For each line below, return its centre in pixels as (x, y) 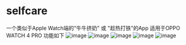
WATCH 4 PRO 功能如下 (35, 35)
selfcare (27, 11)
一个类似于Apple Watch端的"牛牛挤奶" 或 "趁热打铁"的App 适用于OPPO (93, 28)
